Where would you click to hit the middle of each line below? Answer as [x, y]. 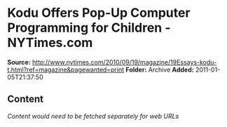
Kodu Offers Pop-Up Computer [99, 13]
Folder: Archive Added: [160, 69]
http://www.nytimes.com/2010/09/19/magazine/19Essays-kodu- [125, 62]
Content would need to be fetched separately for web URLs [93, 116]
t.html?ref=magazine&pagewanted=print [66, 69]
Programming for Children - [89, 28]
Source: [19, 62]
